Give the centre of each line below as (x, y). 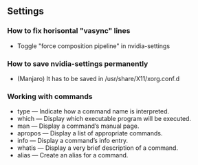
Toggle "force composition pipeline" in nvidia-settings (93, 46)
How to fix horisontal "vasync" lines (69, 31)
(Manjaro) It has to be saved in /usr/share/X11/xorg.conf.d (98, 78)
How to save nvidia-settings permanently (78, 63)
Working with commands (50, 96)
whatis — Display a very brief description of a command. (98, 148)
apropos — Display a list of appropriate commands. (90, 133)
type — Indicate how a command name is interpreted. (93, 111)
